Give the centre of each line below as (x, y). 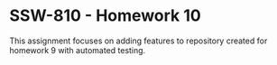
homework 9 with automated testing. (78, 50)
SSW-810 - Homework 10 (105, 16)
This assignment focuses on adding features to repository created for (138, 41)
